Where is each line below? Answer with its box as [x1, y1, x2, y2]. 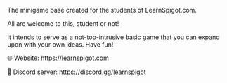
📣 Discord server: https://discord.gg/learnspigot [7, 68, 146, 76]
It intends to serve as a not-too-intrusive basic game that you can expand [7, 33, 220, 41]
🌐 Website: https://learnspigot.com [7, 54, 109, 62]
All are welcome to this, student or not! [7, 20, 119, 27]
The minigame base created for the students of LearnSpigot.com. [7, 6, 197, 14]
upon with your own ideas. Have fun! [7, 40, 114, 48]
